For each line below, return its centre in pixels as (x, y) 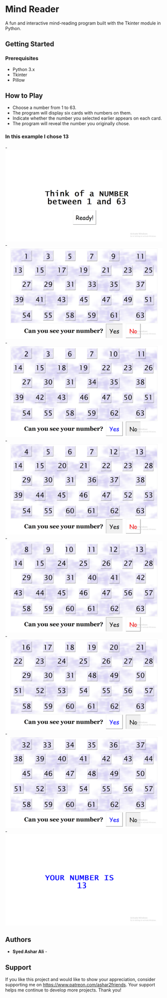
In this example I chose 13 (37, 137)
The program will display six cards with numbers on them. (72, 113)
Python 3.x (23, 69)
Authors (18, 940)
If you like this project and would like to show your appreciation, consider (80, 979)
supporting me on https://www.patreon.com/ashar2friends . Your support (80, 985)
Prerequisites (22, 59)
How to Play (24, 96)
